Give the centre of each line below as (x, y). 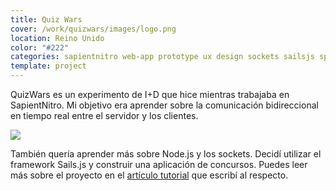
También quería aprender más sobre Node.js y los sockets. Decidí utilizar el (166, 154)
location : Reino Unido (57, 38)
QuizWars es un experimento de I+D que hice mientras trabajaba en (150, 94)
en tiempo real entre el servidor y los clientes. (104, 115)
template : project (48, 66)
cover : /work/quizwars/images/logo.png (93, 29)
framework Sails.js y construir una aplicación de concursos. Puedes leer (159, 164)
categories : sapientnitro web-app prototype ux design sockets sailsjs (162, 57)
